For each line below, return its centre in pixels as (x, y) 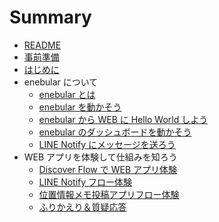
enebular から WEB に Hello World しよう (123, 119)
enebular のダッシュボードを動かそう (115, 132)
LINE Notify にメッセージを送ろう (107, 144)
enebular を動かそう (80, 107)
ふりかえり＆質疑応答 (82, 207)
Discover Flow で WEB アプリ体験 (107, 169)
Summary (50, 17)
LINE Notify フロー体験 (85, 182)
